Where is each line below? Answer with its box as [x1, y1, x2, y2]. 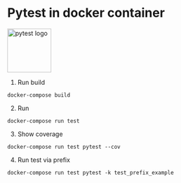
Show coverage [17, 130, 63, 138]
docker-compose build [7, 91, 71, 99]
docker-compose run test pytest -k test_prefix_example [7, 169, 174, 176]
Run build [17, 78, 46, 86]
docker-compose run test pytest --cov [7, 143, 121, 150]
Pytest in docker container [7, 5, 165, 21]
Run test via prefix [17, 156, 70, 164]
